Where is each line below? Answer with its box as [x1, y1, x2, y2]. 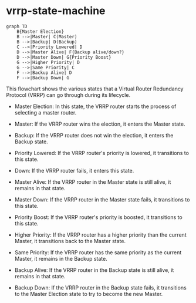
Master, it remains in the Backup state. [14, 255, 107, 262]
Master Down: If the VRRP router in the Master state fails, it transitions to [14, 196, 190, 203]
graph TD [6, 23, 28, 29]
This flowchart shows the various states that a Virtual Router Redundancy [6, 85, 184, 92]
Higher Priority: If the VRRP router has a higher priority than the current [14, 231, 187, 238]
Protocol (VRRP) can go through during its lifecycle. [6, 91, 131, 98]
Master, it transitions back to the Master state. [14, 237, 126, 244]
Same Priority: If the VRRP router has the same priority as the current [14, 248, 182, 256]
